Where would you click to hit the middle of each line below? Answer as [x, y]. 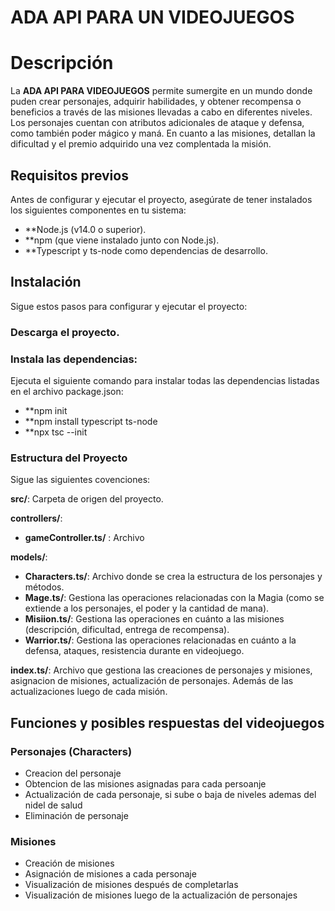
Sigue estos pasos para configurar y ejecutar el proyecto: [129, 306]
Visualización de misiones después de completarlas [131, 885]
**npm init [46, 410]
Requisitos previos [69, 175]
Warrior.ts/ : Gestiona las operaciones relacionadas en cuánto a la [160, 640]
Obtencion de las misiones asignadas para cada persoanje [145, 783]
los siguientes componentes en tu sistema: [98, 210]
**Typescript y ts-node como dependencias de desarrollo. [146, 250]
